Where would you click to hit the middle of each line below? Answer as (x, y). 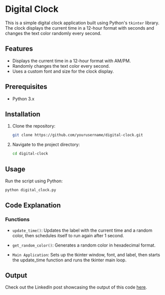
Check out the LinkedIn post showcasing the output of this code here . (76, 287)
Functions (17, 219)
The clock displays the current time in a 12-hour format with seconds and (80, 28)
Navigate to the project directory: (46, 145)
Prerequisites (26, 87)
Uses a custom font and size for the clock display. (63, 71)
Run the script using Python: (34, 181)
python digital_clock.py (31, 190)
